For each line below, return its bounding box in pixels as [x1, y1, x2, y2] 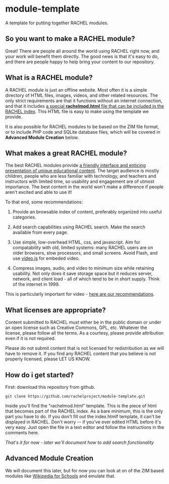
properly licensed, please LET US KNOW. [5, 356, 91, 362]
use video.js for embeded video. [12, 255, 80, 261]
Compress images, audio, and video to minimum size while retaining [12, 265, 154, 271]
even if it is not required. [5, 335, 56, 342]
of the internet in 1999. [12, 281, 60, 288]
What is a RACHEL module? [5, 73, 93, 82]
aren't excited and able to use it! [5, 189, 72, 195]
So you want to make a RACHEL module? [5, 34, 135, 43]
